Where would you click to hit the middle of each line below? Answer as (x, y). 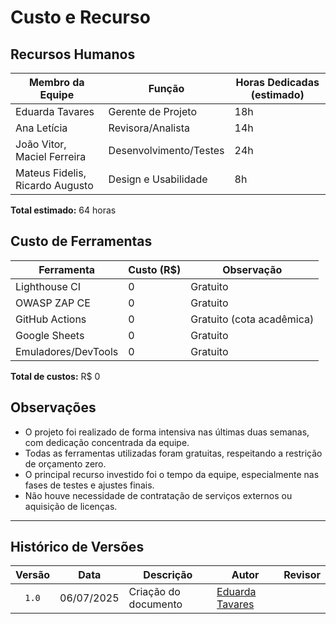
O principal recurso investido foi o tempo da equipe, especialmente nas (172, 474)
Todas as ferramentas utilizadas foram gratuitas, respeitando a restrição (173, 453)
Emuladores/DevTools (67, 351)
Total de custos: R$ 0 (55, 376)
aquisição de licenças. (71, 506)
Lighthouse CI (48, 286)
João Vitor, (41, 144)
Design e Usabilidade (158, 179)
